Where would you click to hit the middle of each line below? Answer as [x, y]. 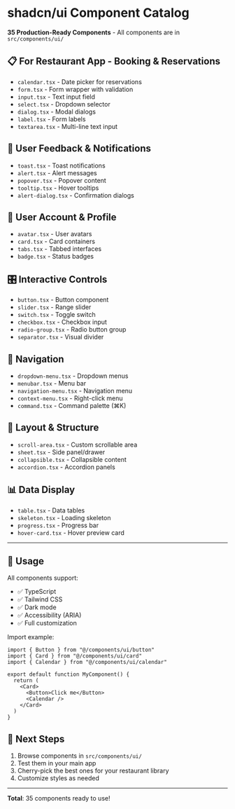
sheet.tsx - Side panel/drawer [61, 452]
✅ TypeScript [37, 592]
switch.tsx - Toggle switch [56, 315]
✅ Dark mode [37, 607]
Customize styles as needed [58, 778]
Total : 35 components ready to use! [59, 798]
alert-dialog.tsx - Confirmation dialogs [76, 195]
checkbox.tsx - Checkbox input [62, 322]
